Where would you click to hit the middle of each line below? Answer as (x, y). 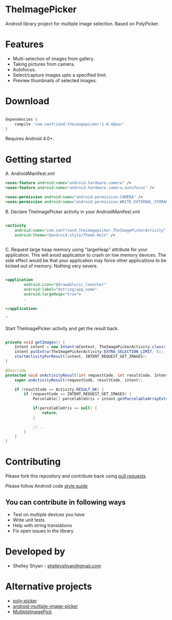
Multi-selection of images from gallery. (53, 59)
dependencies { (21, 119)
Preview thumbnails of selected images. (55, 80)
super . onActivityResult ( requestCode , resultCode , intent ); (79, 380)
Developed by (35, 551)
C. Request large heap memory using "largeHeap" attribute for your (77, 249)
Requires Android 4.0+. (30, 139)
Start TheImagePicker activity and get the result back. (62, 328)
